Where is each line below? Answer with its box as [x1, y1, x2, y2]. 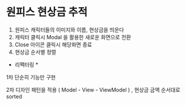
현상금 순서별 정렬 [14, 48, 56, 55]
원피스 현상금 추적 [6, 5, 88, 19]
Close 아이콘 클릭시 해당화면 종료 [14, 41, 92, 48]
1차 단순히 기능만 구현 [6, 74, 56, 81]
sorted [6, 93, 23, 100]
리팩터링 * [14, 61, 39, 68]
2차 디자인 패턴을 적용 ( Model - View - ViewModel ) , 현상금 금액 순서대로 [6, 86, 181, 93]
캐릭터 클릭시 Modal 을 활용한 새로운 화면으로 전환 [14, 33, 132, 40]
